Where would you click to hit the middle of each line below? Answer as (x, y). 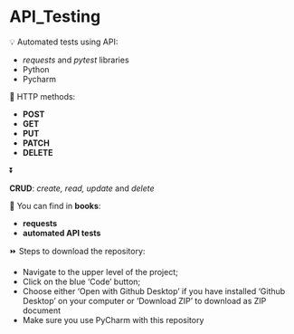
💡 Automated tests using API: (64, 42)
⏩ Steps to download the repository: (77, 251)
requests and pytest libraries (76, 60)
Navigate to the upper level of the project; (100, 272)
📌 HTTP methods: (43, 96)
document (42, 310)
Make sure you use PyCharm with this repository (113, 320)
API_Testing (55, 17)
